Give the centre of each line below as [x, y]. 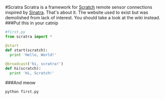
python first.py [22, 92]
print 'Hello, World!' [33, 55]
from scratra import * [29, 37]
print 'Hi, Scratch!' [32, 73]
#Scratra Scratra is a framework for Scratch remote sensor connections [79, 7]
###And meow [20, 82]
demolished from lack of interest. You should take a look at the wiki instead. [83, 18]
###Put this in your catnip [32, 23]
